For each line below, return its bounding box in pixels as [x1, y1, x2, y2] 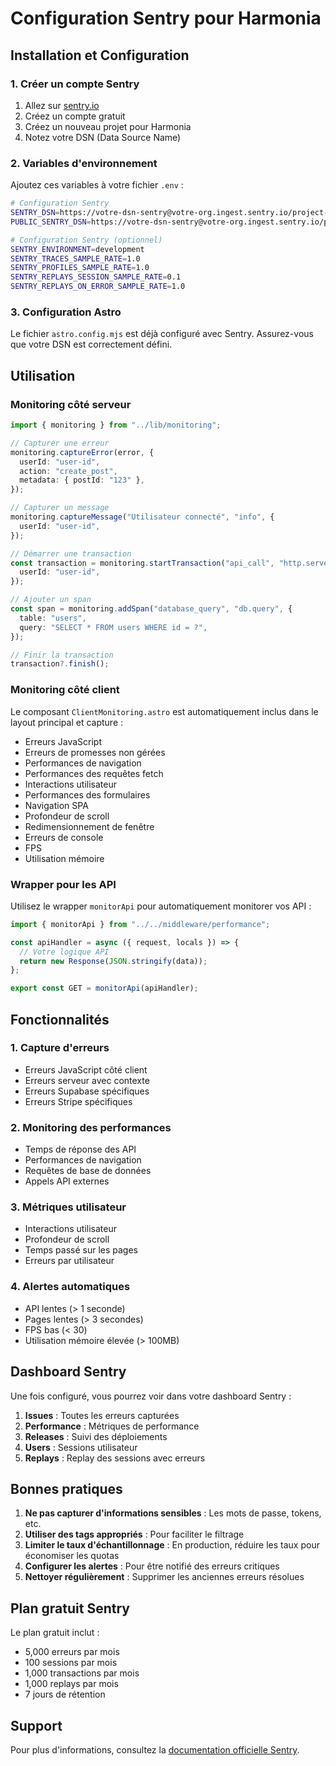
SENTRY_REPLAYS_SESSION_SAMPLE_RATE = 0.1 [10, 272, 182, 282]
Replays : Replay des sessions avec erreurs [24, 1452, 206, 1464]
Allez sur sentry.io [24, 99, 100, 111]
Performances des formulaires [24, 788, 151, 801]
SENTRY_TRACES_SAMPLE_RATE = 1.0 [10, 253, 141, 264]
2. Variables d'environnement [10, 156, 158, 170]
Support [10, 1717, 63, 1734]
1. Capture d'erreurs [10, 1041, 110, 1055]
